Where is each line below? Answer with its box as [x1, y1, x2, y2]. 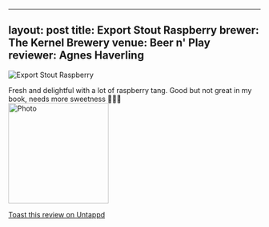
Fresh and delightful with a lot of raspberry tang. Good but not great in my [8, 85, 252, 95]
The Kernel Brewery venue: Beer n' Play [8, 36, 211, 50]
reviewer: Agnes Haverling [8, 49, 144, 63]
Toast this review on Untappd [8, 209, 106, 219]
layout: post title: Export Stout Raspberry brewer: [8, 23, 259, 37]
